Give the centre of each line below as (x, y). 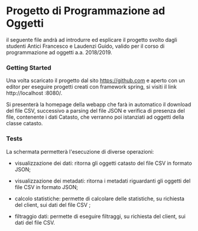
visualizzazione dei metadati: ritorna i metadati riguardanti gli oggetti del (103, 181)
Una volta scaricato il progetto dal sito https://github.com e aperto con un (95, 80)
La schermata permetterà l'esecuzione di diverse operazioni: (80, 151)
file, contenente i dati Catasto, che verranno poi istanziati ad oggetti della (95, 117)
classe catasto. (25, 123)
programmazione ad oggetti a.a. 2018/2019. (59, 52)
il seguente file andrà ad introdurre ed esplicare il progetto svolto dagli (92, 40)
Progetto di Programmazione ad (86, 11)
